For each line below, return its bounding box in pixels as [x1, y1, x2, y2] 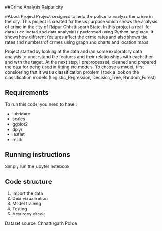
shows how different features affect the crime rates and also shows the [5, 34, 148, 40]
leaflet [12, 131, 25, 137]
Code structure [5, 178, 52, 186]
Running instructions [5, 150, 71, 159]
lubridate [12, 111, 30, 116]
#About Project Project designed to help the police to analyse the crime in [5, 14, 153, 19]
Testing [12, 206, 28, 212]
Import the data [12, 190, 43, 196]
